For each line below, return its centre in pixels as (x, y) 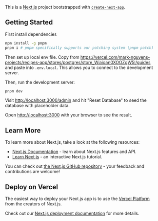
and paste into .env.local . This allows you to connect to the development (79, 67)
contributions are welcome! (32, 172)
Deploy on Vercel (32, 187)
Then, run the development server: (40, 82)
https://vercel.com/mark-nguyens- (115, 57)
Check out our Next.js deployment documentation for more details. (72, 213)
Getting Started (29, 22)
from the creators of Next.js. (33, 204)
